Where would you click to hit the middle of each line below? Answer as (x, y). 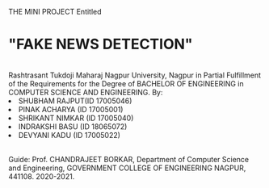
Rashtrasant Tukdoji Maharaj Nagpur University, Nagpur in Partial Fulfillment (134, 75)
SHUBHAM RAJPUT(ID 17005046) (76, 101)
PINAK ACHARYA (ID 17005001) (71, 109)
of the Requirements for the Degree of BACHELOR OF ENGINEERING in (126, 83)
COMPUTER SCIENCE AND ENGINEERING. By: (86, 92)
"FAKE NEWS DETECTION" (101, 44)
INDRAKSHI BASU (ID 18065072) (73, 126)
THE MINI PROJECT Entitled (55, 12)
